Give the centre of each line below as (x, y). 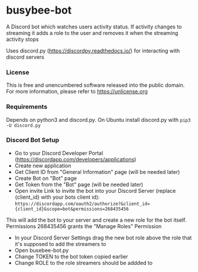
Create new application (43, 166)
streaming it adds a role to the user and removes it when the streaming (92, 33)
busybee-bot (39, 10)
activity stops (22, 39)
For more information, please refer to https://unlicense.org (77, 92)
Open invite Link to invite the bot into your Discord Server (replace (95, 190)
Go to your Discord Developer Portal (59, 153)
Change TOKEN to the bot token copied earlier (71, 256)
